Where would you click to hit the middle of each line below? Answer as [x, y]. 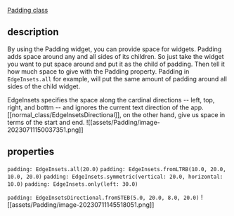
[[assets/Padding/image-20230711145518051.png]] [81, 204]
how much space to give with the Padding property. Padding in [98, 71]
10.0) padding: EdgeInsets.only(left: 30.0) [73, 184]
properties [31, 152]
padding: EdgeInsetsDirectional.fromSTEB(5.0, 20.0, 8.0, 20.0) [103, 198]
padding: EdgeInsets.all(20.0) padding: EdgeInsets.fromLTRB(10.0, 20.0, [117, 169]
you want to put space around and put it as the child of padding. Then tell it [116, 64]
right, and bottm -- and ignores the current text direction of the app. [105, 107]
